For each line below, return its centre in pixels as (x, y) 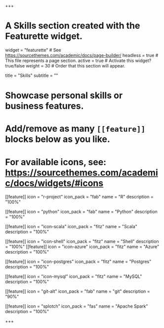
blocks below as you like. (58, 139)
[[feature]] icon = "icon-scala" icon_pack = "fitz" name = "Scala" (71, 227)
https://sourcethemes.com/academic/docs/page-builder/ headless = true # (82, 55)
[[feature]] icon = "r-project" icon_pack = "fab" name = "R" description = (80, 197)
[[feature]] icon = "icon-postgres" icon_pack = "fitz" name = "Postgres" (78, 262)
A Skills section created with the (73, 26)
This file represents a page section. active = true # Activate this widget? (78, 61)
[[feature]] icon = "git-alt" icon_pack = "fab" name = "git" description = (78, 291)
